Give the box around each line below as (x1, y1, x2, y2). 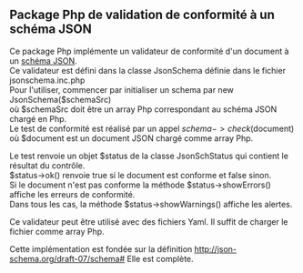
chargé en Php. (9, 113, 67, 124)
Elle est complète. (126, 253, 194, 264)
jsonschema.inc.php (9, 75, 86, 86)
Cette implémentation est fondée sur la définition (9, 243, 193, 254)
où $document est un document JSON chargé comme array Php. (9, 132, 254, 144)
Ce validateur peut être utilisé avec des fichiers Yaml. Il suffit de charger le (9, 216, 288, 227)
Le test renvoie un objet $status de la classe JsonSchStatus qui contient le (9, 150, 289, 161)
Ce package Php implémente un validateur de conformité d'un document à (9, 45, 289, 56)
